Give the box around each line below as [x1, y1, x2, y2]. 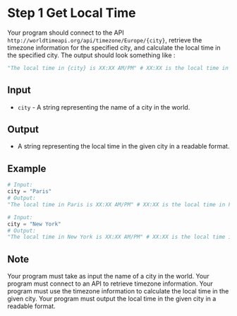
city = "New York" [7, 221, 61, 228]
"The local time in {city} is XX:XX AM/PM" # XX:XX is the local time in [7, 64, 229, 71]
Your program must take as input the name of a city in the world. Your [7, 272, 209, 281]
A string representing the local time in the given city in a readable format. [17, 142, 230, 151]
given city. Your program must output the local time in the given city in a [7, 295, 217, 303]
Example [7, 163, 47, 175]
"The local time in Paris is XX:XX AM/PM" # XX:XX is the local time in [7, 201, 226, 208]
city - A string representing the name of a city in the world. [17, 103, 190, 111]
